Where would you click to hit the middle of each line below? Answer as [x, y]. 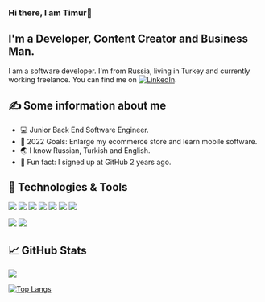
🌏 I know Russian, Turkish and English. [85, 150]
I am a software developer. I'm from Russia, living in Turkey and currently [129, 71]
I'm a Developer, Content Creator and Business [128, 39]
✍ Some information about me [87, 106]
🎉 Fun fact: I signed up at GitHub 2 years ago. [95, 162]
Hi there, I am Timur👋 [50, 13]
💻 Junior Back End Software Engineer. [84, 130]
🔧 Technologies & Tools [68, 187]
